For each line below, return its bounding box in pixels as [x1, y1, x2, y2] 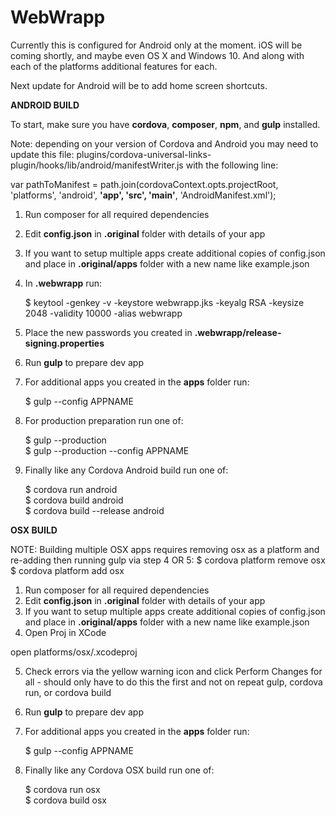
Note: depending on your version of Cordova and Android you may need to [10, 137, 319, 150]
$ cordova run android [24, 483, 118, 495]
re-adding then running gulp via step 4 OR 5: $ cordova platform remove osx [10, 554, 326, 566]
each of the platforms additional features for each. [10, 60, 218, 72]
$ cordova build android [24, 494, 124, 506]
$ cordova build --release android [24, 504, 165, 516]
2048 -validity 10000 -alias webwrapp [24, 307, 183, 319]
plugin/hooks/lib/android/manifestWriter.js [10, 159, 184, 171]
